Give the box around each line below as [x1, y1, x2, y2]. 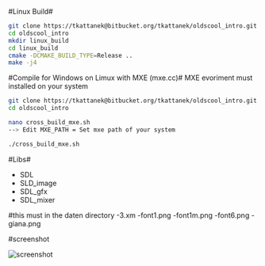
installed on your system [8, 82, 89, 91]
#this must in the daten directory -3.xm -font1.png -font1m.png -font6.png [8, 210, 250, 220]
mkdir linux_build [8, 36, 69, 44]
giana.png [8, 218, 41, 228]
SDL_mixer [19, 195, 56, 204]
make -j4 [8, 59, 37, 66]
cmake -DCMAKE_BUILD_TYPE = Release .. [8, 51, 133, 59]
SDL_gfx [19, 186, 48, 196]
